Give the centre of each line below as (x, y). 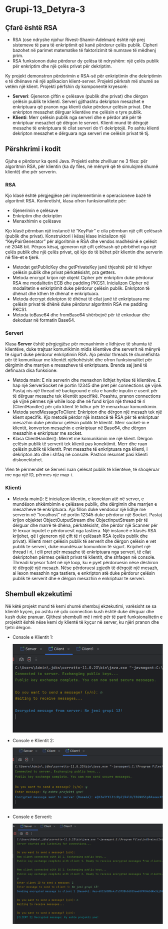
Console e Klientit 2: (33, 740)
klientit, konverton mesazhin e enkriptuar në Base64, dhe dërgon (79, 428)
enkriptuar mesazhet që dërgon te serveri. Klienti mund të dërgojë (80, 123)
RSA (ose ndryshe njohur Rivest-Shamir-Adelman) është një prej (78, 39)
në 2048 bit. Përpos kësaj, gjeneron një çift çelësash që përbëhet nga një (81, 247)
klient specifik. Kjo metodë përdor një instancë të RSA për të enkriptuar (85, 417)
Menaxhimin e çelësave (37, 221)
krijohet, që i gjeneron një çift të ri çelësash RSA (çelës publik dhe (80, 536)
